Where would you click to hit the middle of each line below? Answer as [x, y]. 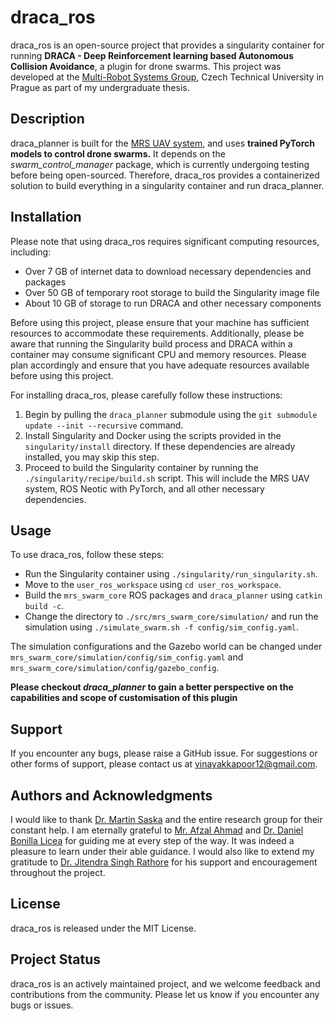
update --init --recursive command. [104, 425]
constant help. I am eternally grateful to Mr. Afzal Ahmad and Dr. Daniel [157, 830]
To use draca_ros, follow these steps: [87, 555]
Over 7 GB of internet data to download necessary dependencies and [168, 271]
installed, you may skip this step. [92, 457]
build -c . [44, 606]
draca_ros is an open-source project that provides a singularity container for [167, 45]
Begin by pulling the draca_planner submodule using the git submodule [171, 414]
